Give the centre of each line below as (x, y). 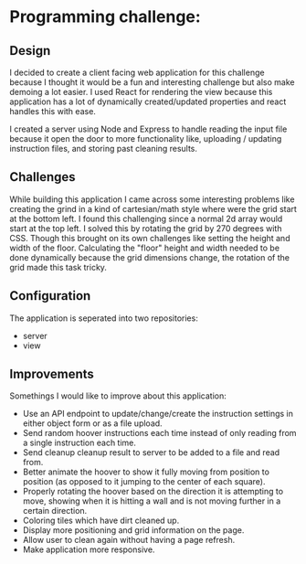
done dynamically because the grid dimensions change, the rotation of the (150, 257)
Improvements (52, 374)
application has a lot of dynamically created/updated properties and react (148, 101)
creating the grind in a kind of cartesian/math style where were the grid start (153, 208)
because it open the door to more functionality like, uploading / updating (146, 138)
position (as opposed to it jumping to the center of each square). (144, 482)
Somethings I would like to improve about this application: (118, 396)
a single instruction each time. (79, 443)
